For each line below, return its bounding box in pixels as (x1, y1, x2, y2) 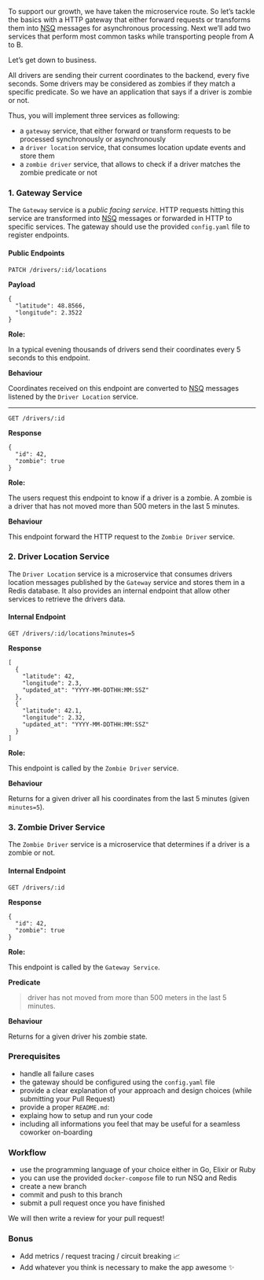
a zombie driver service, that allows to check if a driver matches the (19, 160, 241, 168)
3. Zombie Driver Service (8, 822, 106, 833)
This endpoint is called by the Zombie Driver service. (8, 763, 179, 773)
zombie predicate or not (19, 168, 98, 177)
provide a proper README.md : (19, 1102, 110, 1112)
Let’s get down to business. (8, 55, 97, 64)
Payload (8, 279, 35, 289)
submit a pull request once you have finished (19, 1198, 165, 1208)
